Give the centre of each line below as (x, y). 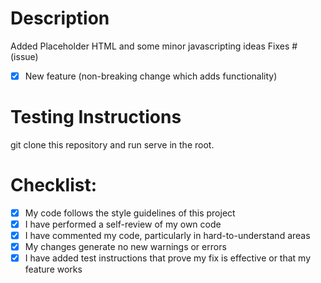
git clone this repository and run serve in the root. (112, 144)
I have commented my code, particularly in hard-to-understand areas (167, 235)
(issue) (24, 56)
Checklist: (54, 185)
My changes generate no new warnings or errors (125, 247)
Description (60, 18)
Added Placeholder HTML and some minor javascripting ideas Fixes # (154, 46)
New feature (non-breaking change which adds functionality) (151, 76)
